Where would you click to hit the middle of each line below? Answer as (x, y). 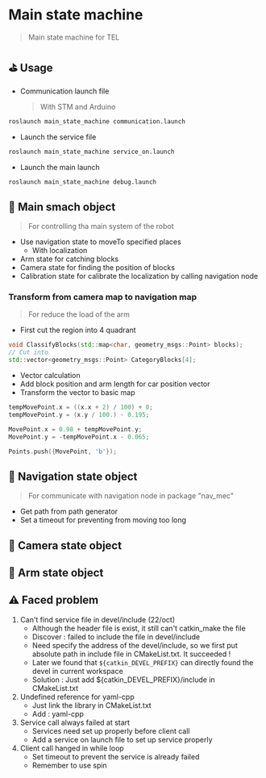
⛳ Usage (31, 68)
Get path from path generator (69, 512)
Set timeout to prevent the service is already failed (116, 756)
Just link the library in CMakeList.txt (91, 705)
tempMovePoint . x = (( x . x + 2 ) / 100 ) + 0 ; (81, 408)
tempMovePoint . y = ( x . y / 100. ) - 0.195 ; (79, 414)
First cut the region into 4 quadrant (78, 330)
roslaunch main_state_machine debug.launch (83, 182)
